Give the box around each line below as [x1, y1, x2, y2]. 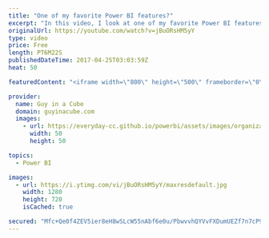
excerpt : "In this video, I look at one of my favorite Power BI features [8, 19, 263, 27]
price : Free [8, 42, 48, 50]
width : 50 [29, 129, 62, 138]
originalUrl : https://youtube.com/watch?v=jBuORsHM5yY [8, 26, 195, 34]
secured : [8, 217, 38, 225]
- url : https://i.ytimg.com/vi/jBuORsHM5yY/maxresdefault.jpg [15, 180, 227, 188]
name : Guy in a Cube [15, 100, 84, 108]
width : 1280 [22, 188, 62, 196]
